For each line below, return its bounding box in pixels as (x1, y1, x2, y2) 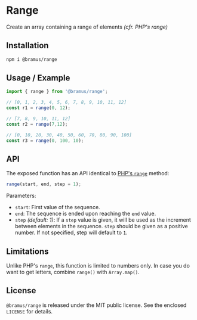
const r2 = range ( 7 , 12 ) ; (6, 121, 68, 127)
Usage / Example (6, 73, 70, 83)
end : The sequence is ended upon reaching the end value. (14, 210, 156, 218)
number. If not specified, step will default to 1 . (14, 229, 128, 236)
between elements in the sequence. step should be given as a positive (14, 223, 188, 230)
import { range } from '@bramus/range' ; (6, 89, 109, 95)
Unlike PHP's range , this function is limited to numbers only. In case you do (6, 262, 190, 269)
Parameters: (6, 192, 36, 200)
